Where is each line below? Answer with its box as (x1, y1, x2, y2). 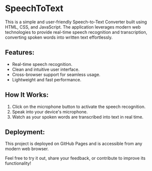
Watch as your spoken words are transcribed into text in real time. (12, 114, 144, 120)
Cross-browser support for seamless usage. (12, 71, 101, 78)
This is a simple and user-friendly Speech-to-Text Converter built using (5, 19, 147, 25)
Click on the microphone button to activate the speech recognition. (12, 104, 146, 109)
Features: (5, 48, 35, 57)
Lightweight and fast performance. (12, 77, 81, 82)
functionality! (5, 160, 31, 166)
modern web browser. (5, 146, 49, 152)
